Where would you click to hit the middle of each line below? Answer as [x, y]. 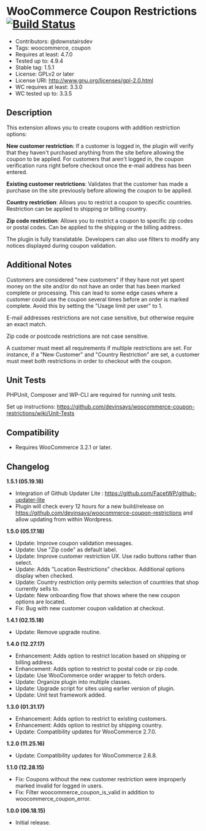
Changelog [28, 466]
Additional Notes [39, 265]
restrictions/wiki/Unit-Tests [40, 413]
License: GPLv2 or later [45, 74]
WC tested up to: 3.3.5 [44, 93]
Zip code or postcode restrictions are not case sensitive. [78, 336]
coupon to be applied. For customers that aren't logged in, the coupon [95, 159]
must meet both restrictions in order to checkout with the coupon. [90, 361]
